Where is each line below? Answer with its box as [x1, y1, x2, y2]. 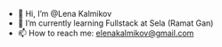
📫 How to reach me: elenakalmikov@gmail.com [17, 27, 194, 38]
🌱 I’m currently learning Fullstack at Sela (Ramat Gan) [17, 18, 214, 28]
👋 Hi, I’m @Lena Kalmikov [17, 9, 112, 19]
